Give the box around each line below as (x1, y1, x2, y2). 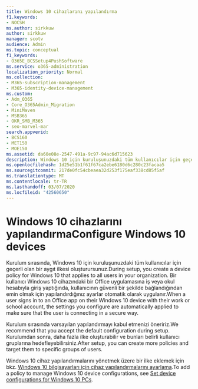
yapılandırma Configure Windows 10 (6, 228, 186, 240)
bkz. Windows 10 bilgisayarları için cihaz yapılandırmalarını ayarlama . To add (6, 364, 190, 371)
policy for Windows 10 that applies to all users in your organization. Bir (6, 272, 177, 279)
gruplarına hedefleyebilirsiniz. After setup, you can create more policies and (6, 339, 189, 347)
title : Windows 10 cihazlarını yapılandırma (6, 8, 117, 15)
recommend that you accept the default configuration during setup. (6, 327, 170, 334)
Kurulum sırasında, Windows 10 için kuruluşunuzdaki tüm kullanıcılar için (6, 259, 181, 266)
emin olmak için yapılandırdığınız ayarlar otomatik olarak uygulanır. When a (6, 291, 186, 298)
